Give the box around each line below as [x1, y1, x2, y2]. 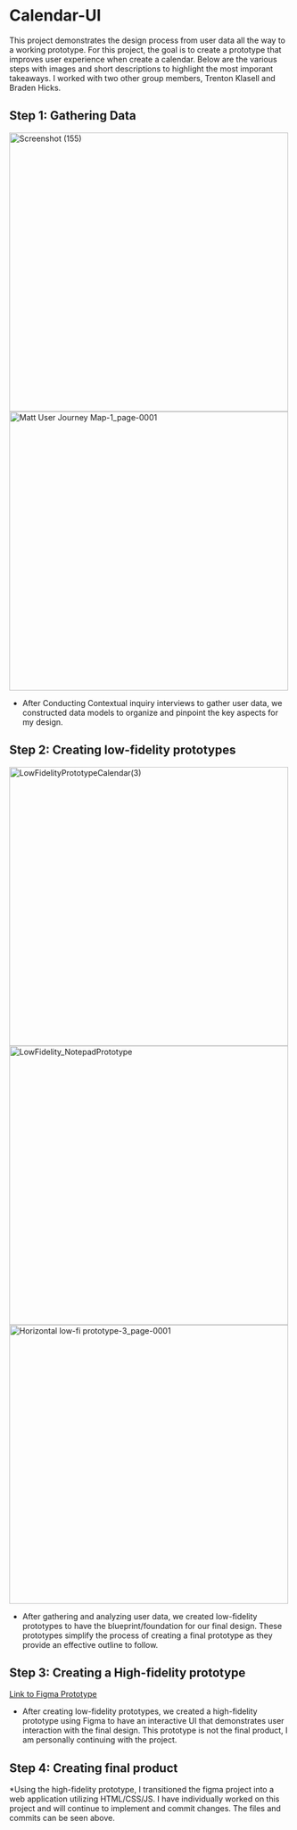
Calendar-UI [9, 5, 102, 26]
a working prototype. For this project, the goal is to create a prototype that [9, 44, 282, 54]
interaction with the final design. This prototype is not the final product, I [21, 1725, 288, 1736]
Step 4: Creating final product [9, 1760, 178, 1776]
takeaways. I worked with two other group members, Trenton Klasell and [9, 72, 276, 83]
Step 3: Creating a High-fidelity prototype [9, 1665, 246, 1680]
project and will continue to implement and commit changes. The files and [9, 1803, 281, 1814]
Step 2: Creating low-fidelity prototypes [9, 743, 236, 758]
